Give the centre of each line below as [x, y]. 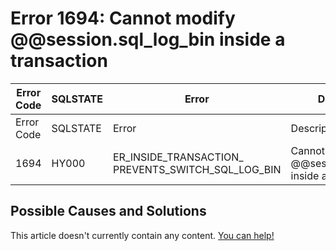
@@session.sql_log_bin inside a [148, 39]
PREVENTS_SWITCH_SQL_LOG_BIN [197, 169]
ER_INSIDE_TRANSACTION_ [178, 157]
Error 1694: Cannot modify [123, 18]
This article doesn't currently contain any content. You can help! [142, 235]
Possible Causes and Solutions [108, 211]
